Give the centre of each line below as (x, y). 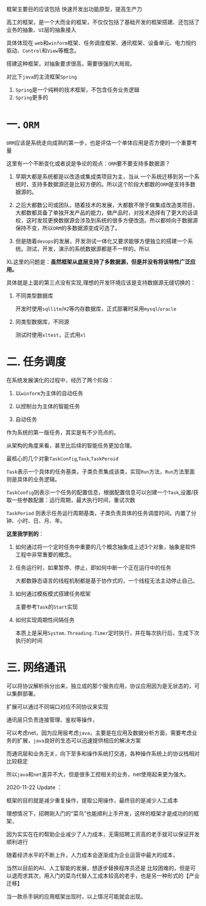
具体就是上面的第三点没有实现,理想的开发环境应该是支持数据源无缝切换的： (101, 282)
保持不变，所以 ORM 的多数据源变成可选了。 (68, 228)
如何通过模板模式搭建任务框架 (53, 593)
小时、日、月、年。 (41, 521)
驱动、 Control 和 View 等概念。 (43, 50)
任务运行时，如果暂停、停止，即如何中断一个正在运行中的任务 (93, 567)
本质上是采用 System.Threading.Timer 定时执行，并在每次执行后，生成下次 (107, 632)
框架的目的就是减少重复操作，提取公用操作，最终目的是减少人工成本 (92, 800)
